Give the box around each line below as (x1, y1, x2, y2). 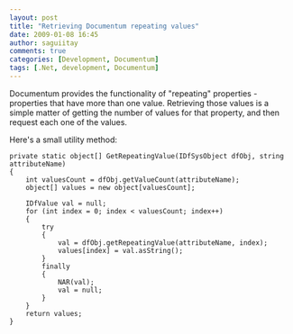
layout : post (9, 13, 59, 23)
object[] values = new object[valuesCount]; (25, 183, 196, 192)
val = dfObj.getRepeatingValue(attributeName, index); (57, 238, 269, 248)
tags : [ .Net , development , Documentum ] (9, 64, 160, 73)
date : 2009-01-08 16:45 (9, 30, 99, 39)
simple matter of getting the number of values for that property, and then (9, 107, 280, 118)
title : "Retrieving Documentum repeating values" (9, 22, 200, 31)
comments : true (9, 47, 67, 56)
